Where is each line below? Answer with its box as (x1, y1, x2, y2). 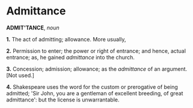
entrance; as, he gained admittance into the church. (6, 53, 135, 61)
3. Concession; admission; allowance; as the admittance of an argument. (6, 65, 188, 73)
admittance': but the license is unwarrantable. (6, 96, 120, 103)
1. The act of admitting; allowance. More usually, (6, 35, 126, 43)
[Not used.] (6, 71, 35, 79)
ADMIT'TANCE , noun (6, 24, 60, 31)
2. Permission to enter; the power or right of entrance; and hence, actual (6, 47, 186, 55)
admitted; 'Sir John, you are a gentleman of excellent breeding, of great (6, 89, 183, 97)
